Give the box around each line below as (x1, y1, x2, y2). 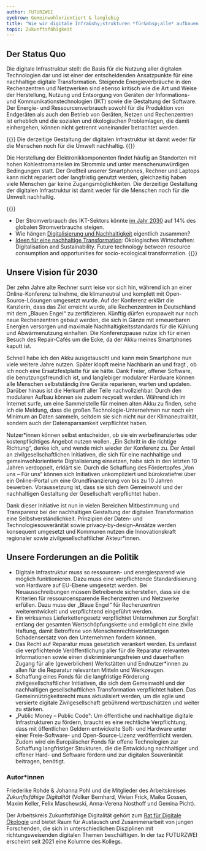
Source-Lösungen (6, 296, 52, 304)
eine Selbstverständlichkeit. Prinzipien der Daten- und (6, 515, 143, 522)
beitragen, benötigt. (15, 757, 66, 764)
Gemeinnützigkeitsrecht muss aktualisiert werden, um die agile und (15, 692, 185, 699)
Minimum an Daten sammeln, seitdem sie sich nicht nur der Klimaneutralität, (6, 412, 198, 420)
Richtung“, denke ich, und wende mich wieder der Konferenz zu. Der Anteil (6, 444, 195, 452)
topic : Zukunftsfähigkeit (6, 26, 72, 33)
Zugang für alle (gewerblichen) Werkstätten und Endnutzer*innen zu (15, 660, 189, 667)
